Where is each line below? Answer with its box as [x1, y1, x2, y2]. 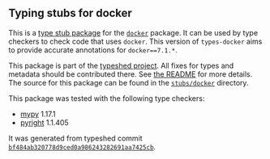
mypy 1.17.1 [19, 109, 56, 119]
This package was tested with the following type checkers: [8, 93, 205, 103]
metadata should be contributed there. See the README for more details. [8, 69, 253, 79]
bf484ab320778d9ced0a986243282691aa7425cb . [8, 141, 156, 152]
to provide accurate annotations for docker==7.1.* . [8, 44, 178, 55]
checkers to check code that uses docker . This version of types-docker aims [8, 36, 263, 46]
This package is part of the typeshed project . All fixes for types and [8, 61, 234, 70]
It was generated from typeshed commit [8, 133, 144, 143]
